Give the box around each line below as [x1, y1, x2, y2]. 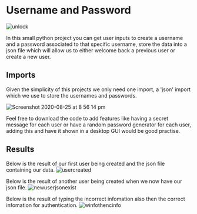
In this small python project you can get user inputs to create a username [6, 34, 183, 41]
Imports [6, 70, 36, 80]
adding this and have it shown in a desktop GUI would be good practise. [6, 127, 181, 134]
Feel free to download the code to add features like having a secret [6, 115, 169, 122]
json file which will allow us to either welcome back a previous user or [6, 46, 175, 53]
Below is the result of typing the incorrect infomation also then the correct [6, 195, 185, 202]
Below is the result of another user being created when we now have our [6, 178, 182, 185]
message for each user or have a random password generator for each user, [6, 121, 192, 128]
